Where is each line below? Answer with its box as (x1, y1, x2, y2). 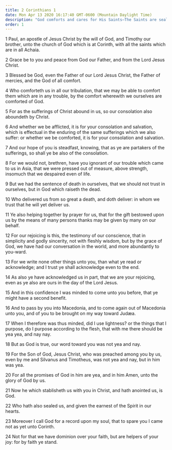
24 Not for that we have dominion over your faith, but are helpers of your (5, 434, 159, 440)
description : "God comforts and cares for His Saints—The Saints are (5, 17, 157, 22)
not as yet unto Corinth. (5, 424, 55, 430)
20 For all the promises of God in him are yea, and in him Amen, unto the (5, 372, 158, 378)
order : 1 (5, 22, 24, 27)
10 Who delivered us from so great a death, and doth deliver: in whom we (5, 196, 160, 203)
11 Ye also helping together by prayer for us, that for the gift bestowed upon (5, 211, 164, 218)
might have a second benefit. (5, 295, 67, 301)
